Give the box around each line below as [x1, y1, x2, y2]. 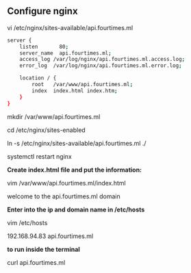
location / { [19, 75, 57, 81]
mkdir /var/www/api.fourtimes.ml [7, 112, 101, 120]
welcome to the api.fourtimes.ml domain [7, 192, 121, 200]
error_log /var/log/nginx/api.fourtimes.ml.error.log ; [19, 62, 183, 69]
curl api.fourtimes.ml [7, 258, 66, 266]
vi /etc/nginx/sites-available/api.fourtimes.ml [7, 23, 133, 31]
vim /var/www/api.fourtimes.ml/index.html [7, 179, 127, 187]
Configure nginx [7, 5, 78, 17]
